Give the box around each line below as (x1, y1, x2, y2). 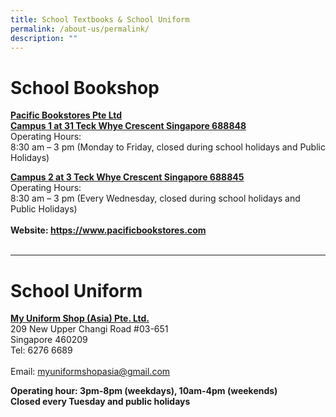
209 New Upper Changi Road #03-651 (10, 323, 169, 335)
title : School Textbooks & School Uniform (10, 14, 190, 25)
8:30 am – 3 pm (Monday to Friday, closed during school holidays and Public (10, 141, 326, 153)
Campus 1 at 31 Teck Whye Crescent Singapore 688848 (10, 120, 247, 132)
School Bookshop (10, 76, 160, 99)
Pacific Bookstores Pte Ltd (10, 109, 123, 121)
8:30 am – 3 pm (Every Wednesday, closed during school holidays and (10, 192, 301, 205)
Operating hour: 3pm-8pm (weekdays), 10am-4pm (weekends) (10, 385, 278, 397)
